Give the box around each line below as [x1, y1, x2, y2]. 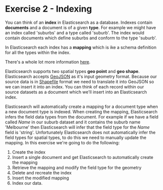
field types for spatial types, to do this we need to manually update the [5, 135, 147, 140]
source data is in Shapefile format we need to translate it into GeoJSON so [5, 79, 154, 85]
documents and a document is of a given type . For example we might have [5, 24, 156, 30]
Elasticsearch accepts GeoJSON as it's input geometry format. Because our [5, 73, 157, 79]
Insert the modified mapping [12, 175, 69, 181]
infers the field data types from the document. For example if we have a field [5, 114, 159, 120]
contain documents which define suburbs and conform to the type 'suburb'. [5, 35, 157, 41]
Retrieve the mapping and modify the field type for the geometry [12, 164, 142, 171]
